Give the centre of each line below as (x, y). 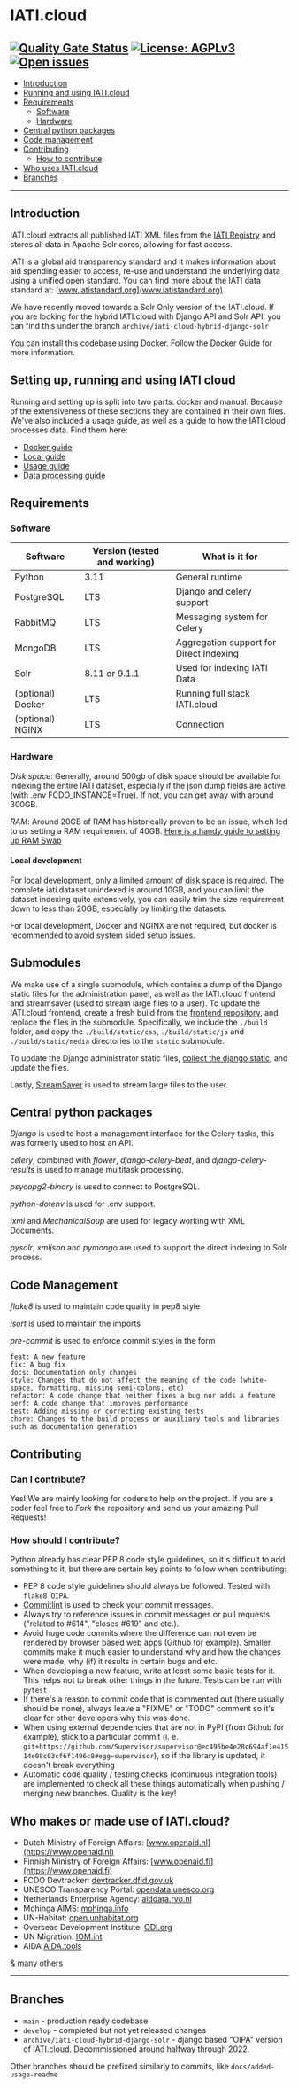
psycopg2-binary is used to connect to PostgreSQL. (105, 1187)
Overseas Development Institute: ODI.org (98, 1928)
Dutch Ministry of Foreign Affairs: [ (86, 1843)
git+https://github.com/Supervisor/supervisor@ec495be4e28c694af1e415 (156, 1747)
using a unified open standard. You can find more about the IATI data (136, 280)
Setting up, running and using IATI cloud (123, 381)
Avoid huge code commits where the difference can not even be (140, 1633)
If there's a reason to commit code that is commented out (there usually (153, 1699)
